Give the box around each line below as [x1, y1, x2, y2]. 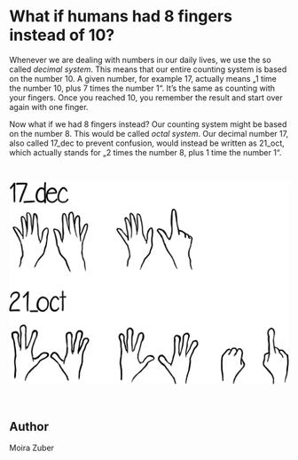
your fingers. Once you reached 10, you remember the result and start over [9, 91, 283, 103]
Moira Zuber [9, 442, 55, 453]
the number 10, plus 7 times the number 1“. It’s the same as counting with [9, 83, 275, 93]
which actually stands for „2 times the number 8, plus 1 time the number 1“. [9, 147, 282, 157]
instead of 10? [9, 25, 115, 45]
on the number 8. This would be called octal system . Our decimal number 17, [9, 128, 289, 139]
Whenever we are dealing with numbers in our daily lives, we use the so [9, 54, 272, 65]
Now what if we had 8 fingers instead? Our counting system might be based [9, 118, 287, 130]
